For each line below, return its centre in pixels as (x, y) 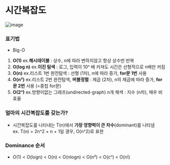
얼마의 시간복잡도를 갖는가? (37, 113)
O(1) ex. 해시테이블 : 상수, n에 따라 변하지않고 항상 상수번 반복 (73, 61)
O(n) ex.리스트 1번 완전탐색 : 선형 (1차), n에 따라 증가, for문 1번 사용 (80, 73)
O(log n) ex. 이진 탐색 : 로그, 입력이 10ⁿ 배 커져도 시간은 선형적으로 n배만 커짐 (89, 67)
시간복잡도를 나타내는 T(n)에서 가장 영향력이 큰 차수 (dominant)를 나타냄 (83, 125)
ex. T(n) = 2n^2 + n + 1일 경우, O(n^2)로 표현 (58, 131)
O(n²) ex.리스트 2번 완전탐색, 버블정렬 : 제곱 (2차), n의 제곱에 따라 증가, (84, 79)
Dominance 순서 (25, 146)
